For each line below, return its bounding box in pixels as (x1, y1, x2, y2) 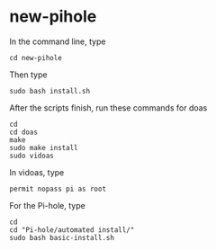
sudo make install (9, 143, 78, 152)
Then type (9, 69, 48, 80)
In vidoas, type (9, 166, 65, 177)
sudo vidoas (9, 151, 54, 160)
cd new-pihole (9, 53, 63, 62)
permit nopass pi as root (9, 184, 106, 193)
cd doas (9, 128, 39, 137)
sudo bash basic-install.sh (9, 233, 115, 242)
